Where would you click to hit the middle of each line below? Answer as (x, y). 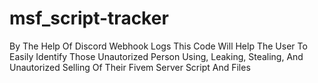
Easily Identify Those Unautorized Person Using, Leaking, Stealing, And (156, 56)
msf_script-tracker (89, 18)
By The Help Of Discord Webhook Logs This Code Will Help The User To (158, 46)
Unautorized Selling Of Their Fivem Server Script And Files (130, 67)
